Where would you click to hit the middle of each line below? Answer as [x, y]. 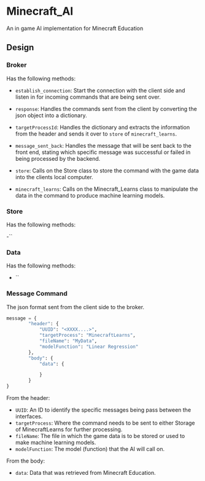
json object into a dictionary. [51, 115]
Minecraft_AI [40, 11]
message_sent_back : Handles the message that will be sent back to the [103, 145]
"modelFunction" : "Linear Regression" [89, 347]
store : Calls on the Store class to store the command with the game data [107, 171]
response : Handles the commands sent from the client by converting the [106, 109]
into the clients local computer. [54, 177]
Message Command [37, 294]
